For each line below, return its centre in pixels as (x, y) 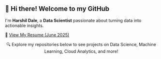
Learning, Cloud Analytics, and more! (81, 51)
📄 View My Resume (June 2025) (37, 35)
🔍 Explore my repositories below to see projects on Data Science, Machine (81, 44)
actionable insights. (24, 25)
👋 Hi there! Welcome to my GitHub (57, 9)
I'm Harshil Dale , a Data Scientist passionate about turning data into (73, 20)
